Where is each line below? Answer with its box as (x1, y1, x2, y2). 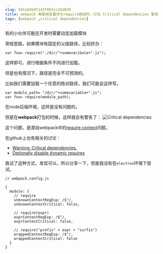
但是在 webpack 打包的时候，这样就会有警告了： (5, 114, 102, 120)
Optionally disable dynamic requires (12, 150, 85, 156)
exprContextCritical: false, (14, 219, 73, 224)
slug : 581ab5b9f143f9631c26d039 (5, 7, 71, 12)
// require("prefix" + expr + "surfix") (14, 228, 97, 233)
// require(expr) (14, 210, 49, 216)
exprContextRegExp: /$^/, (14, 215, 67, 220)
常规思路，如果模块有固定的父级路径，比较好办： (5, 41, 104, 47)
